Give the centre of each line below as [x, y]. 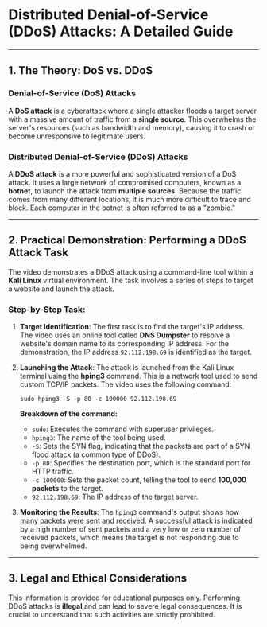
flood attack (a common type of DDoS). [96, 454]
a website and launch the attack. [62, 289]
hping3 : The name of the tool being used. [99, 438]
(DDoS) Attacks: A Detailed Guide [121, 31]
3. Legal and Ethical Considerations [98, 578]
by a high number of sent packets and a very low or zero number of [130, 529]
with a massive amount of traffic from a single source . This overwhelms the [132, 119]
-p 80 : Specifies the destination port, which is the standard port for [141, 463]
